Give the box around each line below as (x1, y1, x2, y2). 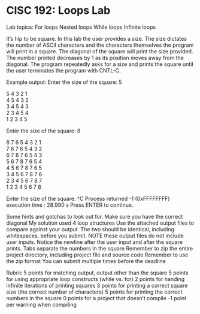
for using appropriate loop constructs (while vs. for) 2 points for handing (6, 275, 184, 282)
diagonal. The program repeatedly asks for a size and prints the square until (6, 61, 193, 68)
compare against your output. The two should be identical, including (6, 225, 175, 233)
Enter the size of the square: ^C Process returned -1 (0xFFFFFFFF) (6, 195, 170, 202)
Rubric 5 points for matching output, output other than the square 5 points (6, 269, 189, 276)
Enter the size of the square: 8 (6, 127, 81, 134)
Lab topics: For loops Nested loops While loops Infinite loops (6, 23, 156, 31)
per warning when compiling (6, 301, 77, 308)
